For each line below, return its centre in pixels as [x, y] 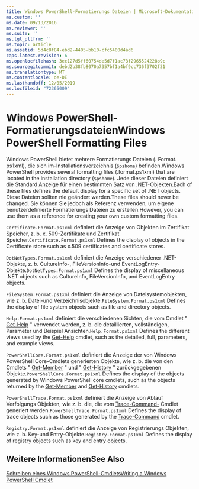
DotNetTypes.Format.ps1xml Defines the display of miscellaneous [105, 270]
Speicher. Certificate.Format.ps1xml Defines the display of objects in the [95, 239]
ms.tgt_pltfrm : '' [29, 39]
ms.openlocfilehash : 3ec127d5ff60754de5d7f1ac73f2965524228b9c [86, 61]
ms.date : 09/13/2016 [32, 22]
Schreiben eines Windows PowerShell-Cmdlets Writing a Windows [86, 473]
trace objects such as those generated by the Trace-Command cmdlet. [93, 416]
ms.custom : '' [24, 17]
